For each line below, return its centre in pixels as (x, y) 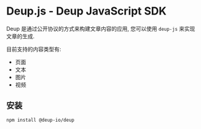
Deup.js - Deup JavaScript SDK (87, 11)
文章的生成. (21, 36)
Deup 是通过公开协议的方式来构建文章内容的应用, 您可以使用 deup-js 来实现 (101, 28)
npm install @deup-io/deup (40, 120)
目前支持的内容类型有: (34, 49)
